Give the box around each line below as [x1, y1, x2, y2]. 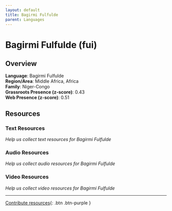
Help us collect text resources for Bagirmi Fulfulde [5, 136, 112, 143]
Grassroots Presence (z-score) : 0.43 [5, 89, 85, 95]
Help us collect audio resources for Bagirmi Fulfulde [5, 160, 115, 167]
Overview [5, 59, 37, 68]
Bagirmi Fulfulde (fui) [5, 39, 97, 51]
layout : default [5, 7, 40, 13]
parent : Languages [5, 17, 45, 22]
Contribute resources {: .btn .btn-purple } [5, 200, 91, 206]
